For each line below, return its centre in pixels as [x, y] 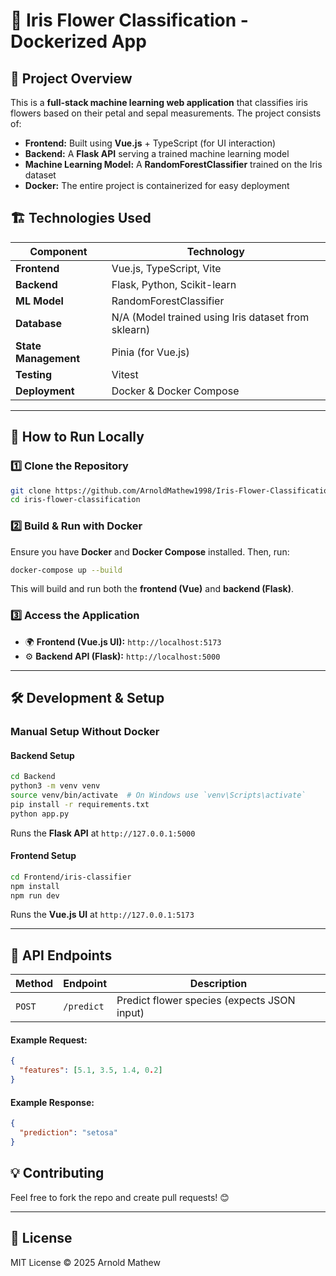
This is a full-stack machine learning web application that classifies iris [159, 102]
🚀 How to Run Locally [77, 437]
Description [218, 984]
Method [34, 984]
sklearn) [131, 329]
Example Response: [52, 1102]
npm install [35, 886]
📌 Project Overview [71, 78]
